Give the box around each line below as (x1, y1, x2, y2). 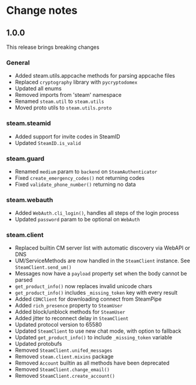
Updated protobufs (14, 340, 62, 348)
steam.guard (6, 154, 45, 162)
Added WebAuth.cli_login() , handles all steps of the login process (14, 209, 180, 217)
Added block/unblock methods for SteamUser (14, 308, 126, 316)
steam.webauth (6, 196, 53, 204)
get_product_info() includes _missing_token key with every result (14, 289, 178, 297)
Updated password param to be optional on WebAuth (14, 216, 140, 223)
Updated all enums (14, 85, 62, 92)
